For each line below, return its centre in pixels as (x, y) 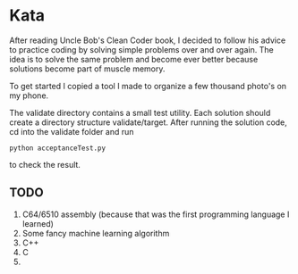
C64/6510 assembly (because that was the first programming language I (156, 214)
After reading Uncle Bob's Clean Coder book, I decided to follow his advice (148, 40)
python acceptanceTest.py (57, 148)
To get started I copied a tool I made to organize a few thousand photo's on (148, 86)
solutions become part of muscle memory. (87, 69)
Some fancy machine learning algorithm (96, 233)
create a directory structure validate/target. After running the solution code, (149, 122)
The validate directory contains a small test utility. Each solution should (140, 112)
